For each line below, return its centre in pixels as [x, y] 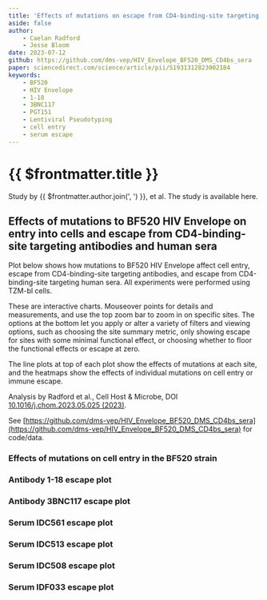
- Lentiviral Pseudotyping [68, 120]
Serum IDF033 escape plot [61, 586]
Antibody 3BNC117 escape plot [69, 502]
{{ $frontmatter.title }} [84, 174]
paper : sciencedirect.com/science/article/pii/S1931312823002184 [119, 68]
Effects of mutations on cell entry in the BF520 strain [113, 459]
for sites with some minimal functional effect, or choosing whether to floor [130, 340]
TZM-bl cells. [30, 291]
